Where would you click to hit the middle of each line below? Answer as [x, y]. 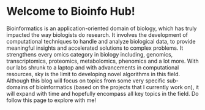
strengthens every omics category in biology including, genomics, [90, 54]
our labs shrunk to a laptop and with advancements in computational [93, 67]
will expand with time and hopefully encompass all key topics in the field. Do [102, 93]
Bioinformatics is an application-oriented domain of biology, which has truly [102, 28]
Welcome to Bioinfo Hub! [71, 11]
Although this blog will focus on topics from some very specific [86, 81]
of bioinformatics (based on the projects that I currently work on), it [114, 87]
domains [17, 87]
